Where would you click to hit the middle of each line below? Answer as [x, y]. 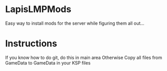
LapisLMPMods [38, 9]
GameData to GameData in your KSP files [48, 63]
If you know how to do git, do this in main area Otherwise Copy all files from [84, 57]
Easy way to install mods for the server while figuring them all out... [75, 23]
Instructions [31, 44]
